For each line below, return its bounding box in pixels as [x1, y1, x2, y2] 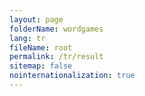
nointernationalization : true [9, 71, 136, 81]
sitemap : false [9, 61, 73, 71]
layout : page [9, 14, 64, 25]
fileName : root [9, 42, 73, 53]
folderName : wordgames [9, 24, 104, 34]
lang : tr [9, 33, 46, 43]
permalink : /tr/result [9, 52, 104, 62]
